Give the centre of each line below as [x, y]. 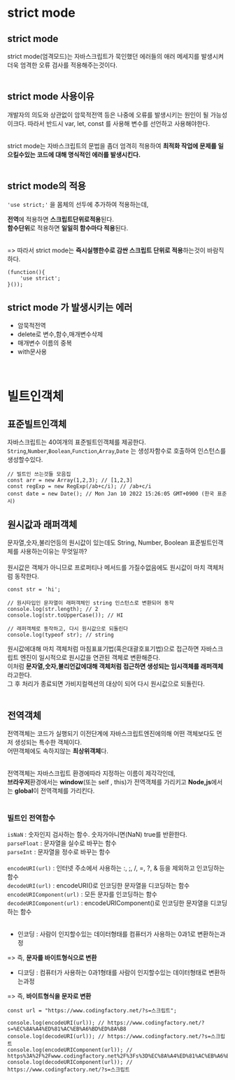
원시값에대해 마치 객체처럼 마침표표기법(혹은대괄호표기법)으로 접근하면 [103, 649]
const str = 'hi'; [34, 590]
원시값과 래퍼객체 [42, 525]
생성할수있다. [25, 460]
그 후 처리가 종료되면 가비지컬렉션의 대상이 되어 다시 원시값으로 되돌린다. [106, 684]
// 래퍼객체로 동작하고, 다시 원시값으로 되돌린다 [68, 629]
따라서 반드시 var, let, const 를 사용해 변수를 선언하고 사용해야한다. [119, 123]
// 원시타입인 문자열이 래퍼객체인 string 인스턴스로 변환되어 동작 [91, 603]
